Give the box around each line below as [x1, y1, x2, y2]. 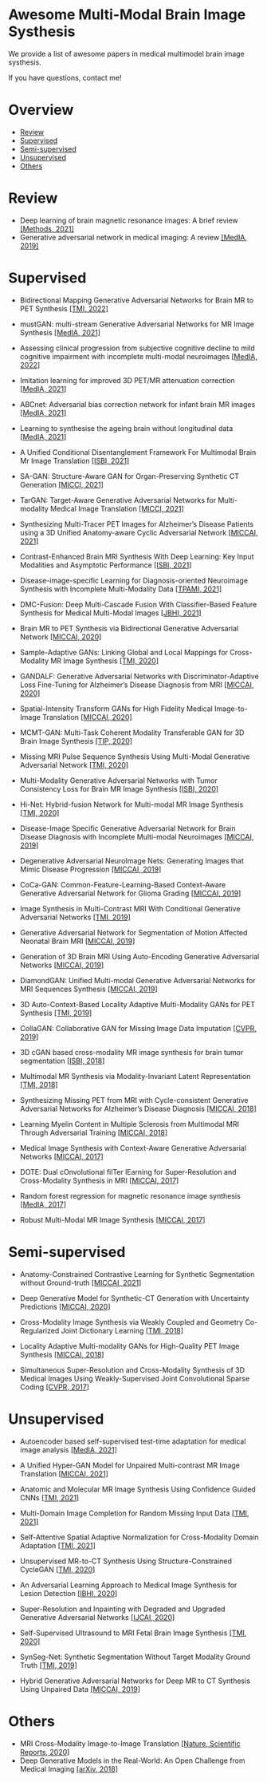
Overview [8, 101, 74, 119]
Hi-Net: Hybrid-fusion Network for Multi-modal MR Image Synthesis [19, 800, 244, 809]
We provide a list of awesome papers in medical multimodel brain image [8, 49, 245, 58]
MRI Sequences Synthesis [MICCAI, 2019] [19, 984, 158, 994]
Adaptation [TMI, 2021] [19, 1540, 96, 1550]
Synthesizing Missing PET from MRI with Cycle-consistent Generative [19, 1095, 249, 1104]
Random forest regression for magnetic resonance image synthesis [19, 1191, 241, 1200]
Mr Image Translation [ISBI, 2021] [19, 456, 130, 465]
